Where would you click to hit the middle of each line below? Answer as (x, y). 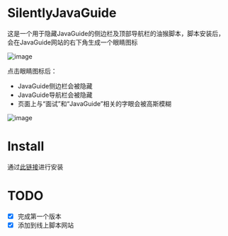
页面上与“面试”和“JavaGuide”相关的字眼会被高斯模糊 (95, 103)
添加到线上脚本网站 (46, 225)
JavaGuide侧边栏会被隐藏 (55, 85)
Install (26, 147)
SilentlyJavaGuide (62, 13)
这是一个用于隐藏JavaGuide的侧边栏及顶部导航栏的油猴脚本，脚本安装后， (116, 33)
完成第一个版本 (39, 216)
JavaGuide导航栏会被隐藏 (55, 95)
